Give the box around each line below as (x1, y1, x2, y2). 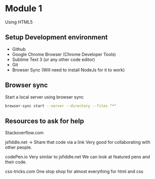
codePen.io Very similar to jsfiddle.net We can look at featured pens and (5, 154, 150, 160)
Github (12, 46, 26, 52)
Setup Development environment (5, 33, 108, 41)
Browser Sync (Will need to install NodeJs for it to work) (12, 67, 125, 73)
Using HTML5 (5, 19, 33, 25)
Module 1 (5, 3, 42, 14)
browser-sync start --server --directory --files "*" (5, 103, 117, 108)
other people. (5, 144, 32, 150)
